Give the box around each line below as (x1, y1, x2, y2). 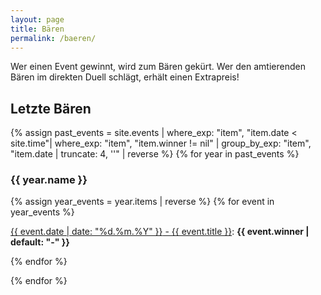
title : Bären (10, 24, 65, 34)
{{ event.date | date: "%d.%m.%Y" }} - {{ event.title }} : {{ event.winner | (10, 226, 310, 238)
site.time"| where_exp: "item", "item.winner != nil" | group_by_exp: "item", (10, 137, 312, 150)
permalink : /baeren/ (10, 33, 97, 43)
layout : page (10, 14, 65, 25)
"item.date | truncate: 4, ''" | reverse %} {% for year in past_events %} (10, 148, 300, 160)
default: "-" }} (10, 236, 70, 248)
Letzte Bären (10, 100, 92, 117)
